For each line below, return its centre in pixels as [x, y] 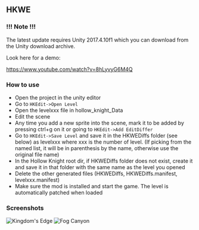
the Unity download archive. [41, 46]
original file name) [37, 154]
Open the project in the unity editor [58, 97]
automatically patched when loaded [59, 192]
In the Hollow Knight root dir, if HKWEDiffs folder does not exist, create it [104, 161]
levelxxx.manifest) [37, 180]
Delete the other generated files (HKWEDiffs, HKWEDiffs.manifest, [96, 173]
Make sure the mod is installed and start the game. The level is [91, 186]
